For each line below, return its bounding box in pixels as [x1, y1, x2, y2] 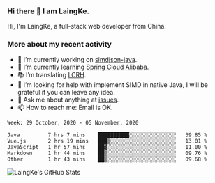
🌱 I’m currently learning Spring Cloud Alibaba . [17, 63, 149, 71]
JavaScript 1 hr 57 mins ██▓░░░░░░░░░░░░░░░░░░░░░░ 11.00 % [7, 143, 208, 150]
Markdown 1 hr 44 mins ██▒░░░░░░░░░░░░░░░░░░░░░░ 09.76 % [7, 150, 208, 157]
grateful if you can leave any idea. [17, 88, 115, 96]
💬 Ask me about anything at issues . [17, 95, 119, 104]
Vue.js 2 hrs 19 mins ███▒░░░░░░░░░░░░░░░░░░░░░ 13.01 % [7, 137, 208, 145]
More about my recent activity [7, 40, 112, 49]
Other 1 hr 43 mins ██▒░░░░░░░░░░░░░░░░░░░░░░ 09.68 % [7, 156, 208, 163]
